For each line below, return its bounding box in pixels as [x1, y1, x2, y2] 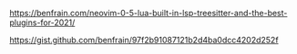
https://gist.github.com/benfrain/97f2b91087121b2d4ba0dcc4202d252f [9, 35, 280, 45]
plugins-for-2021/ [9, 17, 76, 28]
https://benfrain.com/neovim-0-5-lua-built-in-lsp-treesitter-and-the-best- [9, 8, 288, 18]
